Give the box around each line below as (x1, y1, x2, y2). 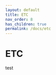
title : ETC (5, 12, 29, 17)
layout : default (5, 7, 40, 13)
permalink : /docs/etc (5, 26, 51, 31)
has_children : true (5, 21, 47, 27)
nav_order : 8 (5, 17, 33, 22)
